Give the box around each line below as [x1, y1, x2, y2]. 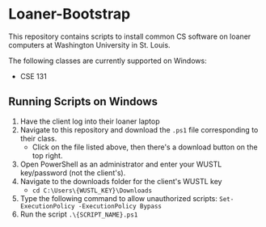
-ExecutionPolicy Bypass [78, 202, 162, 210]
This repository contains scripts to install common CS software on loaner [8, 32, 251, 41]
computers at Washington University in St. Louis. [8, 40, 171, 49]
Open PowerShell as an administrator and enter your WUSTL [19, 159, 222, 169]
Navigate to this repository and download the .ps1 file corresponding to [19, 124, 259, 134]
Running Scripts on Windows [8, 95, 158, 109]
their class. [19, 133, 57, 143]
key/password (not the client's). [19, 167, 126, 178]
